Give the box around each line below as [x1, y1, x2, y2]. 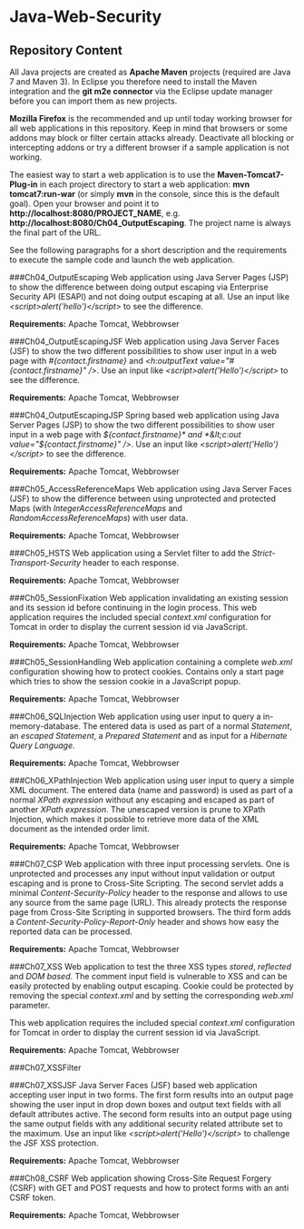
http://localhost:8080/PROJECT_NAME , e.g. [9, 208, 181, 219]
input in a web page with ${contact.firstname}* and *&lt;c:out [9, 429, 241, 439]
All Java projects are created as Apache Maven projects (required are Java [9, 66, 291, 77]
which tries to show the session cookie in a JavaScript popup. [9, 676, 241, 686]
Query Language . [9, 740, 75, 751]
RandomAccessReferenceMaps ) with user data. [9, 513, 189, 523]
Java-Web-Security [9, 6, 162, 27]
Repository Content [9, 43, 123, 58]
